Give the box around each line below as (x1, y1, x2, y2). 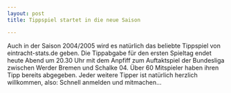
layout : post (7, 10, 45, 17)
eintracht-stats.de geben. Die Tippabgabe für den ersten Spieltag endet (7, 49, 212, 57)
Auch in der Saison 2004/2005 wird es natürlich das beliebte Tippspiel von (7, 41, 221, 50)
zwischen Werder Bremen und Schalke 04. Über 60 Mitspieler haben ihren (7, 63, 219, 72)
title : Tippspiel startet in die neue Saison (7, 17, 140, 23)
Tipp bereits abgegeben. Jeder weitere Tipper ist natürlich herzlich (7, 70, 198, 79)
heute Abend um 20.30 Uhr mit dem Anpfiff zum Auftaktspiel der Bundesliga (7, 56, 225, 64)
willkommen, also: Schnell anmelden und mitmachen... (7, 78, 162, 86)
